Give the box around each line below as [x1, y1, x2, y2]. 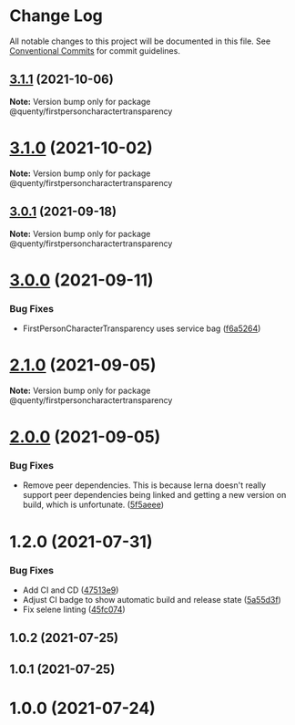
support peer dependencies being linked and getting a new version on [22, 490, 287, 501]
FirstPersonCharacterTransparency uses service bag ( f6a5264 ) [22, 323, 261, 334]
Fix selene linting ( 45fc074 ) [22, 604, 126, 615]
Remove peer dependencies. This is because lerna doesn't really [22, 480, 267, 491]
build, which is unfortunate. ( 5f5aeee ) [22, 499, 165, 511]
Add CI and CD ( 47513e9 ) [22, 585, 119, 596]
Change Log [9, 5, 103, 26]
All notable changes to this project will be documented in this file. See [9, 36, 271, 47]
